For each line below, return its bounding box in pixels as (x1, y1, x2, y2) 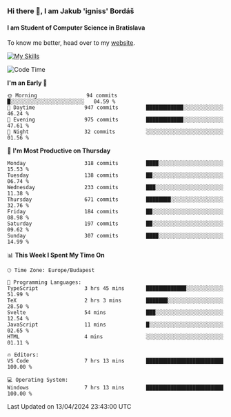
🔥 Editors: (7, 351, 39, 358)
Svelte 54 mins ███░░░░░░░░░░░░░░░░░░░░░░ (7, 309, 224, 316)
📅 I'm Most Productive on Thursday (7, 146, 111, 155)
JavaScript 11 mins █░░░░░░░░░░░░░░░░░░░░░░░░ (7, 321, 224, 329)
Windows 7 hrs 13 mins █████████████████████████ (7, 385, 224, 391)
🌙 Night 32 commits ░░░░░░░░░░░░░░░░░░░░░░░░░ (7, 128, 224, 135)
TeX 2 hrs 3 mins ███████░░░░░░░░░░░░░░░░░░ (7, 297, 224, 304)
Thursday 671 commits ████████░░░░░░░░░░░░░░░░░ (7, 196, 224, 203)
